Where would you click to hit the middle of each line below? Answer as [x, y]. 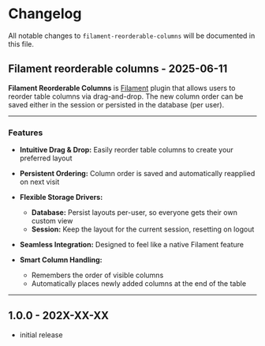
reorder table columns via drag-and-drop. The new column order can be [126, 96]
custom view [52, 221]
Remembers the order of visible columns [97, 275]
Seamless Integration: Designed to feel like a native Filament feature [132, 245]
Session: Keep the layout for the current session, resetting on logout [143, 229]
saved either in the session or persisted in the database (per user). [116, 104]
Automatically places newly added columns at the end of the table [139, 284]
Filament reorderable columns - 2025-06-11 [118, 69]
